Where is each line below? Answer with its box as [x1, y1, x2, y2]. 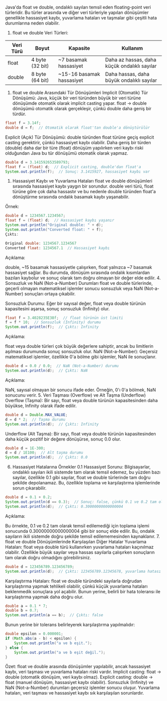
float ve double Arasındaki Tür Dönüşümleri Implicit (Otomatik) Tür [12, 90, 148, 95]
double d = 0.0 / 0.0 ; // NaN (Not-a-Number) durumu [5, 364, 119, 369]
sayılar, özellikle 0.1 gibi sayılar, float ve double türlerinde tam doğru [12, 474, 151, 480]
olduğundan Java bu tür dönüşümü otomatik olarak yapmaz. [5, 150, 128, 156]
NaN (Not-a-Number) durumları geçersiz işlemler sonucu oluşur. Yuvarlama [5, 685, 160, 691]
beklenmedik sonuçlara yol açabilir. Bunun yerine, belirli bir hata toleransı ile [5, 588, 161, 594]
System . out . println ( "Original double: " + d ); [5, 223, 103, 228]
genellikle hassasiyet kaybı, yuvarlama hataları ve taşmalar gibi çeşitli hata [5, 15, 157, 20]
